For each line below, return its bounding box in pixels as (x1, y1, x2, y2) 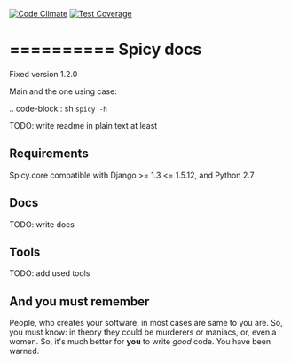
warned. (9, 346, 40, 357)
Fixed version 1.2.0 (9, 68, 78, 79)
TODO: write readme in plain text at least (9, 120, 158, 130)
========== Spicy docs (9, 40, 202, 59)
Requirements (9, 146, 89, 162)
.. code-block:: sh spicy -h (9, 103, 108, 114)
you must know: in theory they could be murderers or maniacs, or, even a (9, 327, 277, 337)
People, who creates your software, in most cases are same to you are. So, (9, 318, 284, 328)
